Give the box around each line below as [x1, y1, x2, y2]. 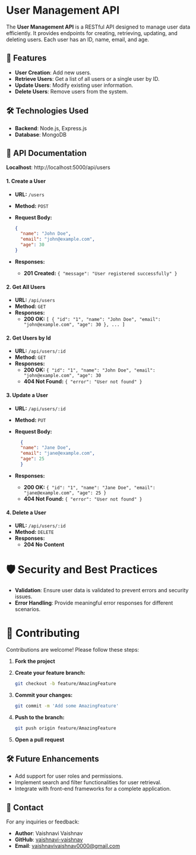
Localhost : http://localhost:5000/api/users [6, 164, 111, 171]
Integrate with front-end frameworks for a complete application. [14, 785, 171, 793]
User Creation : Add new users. [14, 69, 91, 76]
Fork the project [14, 658, 55, 665]
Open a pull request [14, 735, 65, 743]
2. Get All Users [6, 283, 46, 290]
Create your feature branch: [14, 669, 86, 677]
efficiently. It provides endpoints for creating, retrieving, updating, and [6, 29, 178, 36]
